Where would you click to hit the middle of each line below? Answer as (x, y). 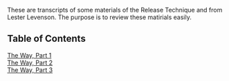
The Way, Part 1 (29, 55)
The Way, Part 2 (30, 62)
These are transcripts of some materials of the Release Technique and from (115, 10)
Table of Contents (47, 39)
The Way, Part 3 (30, 70)
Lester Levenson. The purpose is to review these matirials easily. (100, 17)
